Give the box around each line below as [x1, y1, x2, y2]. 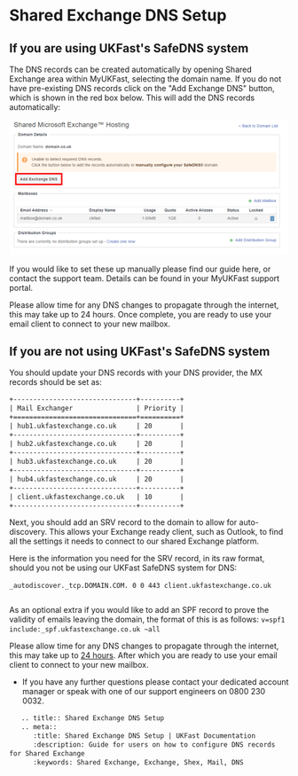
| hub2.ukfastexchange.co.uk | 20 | [9, 440, 184, 449]
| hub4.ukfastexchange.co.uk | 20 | [9, 475, 184, 484]
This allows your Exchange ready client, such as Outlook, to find [48, 527, 284, 537]
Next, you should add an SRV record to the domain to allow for [9, 517, 238, 528]
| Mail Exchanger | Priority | [9, 404, 184, 413]
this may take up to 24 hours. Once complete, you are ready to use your [9, 309, 272, 319]
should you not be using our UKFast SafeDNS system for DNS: [9, 562, 238, 573]
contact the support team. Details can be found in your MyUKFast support [9, 272, 280, 284]
